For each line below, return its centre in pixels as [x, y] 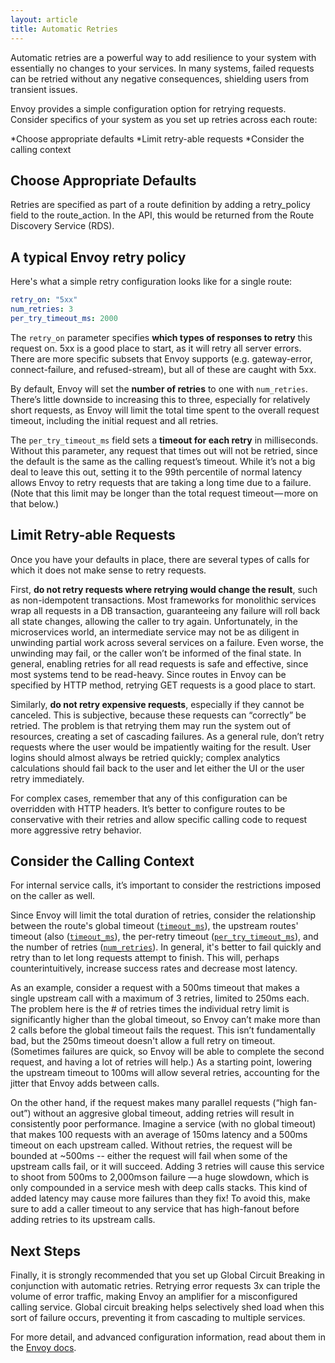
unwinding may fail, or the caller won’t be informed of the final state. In [156, 653]
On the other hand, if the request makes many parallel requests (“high [154, 1103]
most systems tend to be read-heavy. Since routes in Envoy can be [148, 674]
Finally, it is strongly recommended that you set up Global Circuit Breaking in [167, 1275]
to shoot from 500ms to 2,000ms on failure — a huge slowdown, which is [160, 1177]
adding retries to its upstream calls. [83, 1220]
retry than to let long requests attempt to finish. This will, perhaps [145, 958]
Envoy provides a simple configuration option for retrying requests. [148, 108]
